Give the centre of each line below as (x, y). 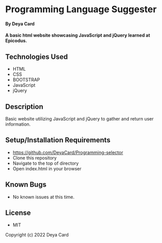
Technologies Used (36, 57)
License (18, 213)
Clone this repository (35, 158)
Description (24, 107)
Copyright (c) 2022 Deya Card (37, 235)
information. (18, 124)
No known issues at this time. (44, 197)
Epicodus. (16, 41)
